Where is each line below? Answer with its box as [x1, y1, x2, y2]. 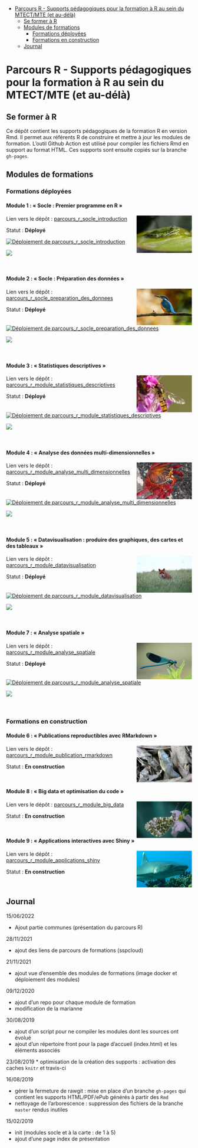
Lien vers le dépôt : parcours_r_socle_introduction [6, 215, 128, 222]
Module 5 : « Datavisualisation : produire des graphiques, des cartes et [6, 536, 183, 543]
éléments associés [14, 1046, 60, 1054]
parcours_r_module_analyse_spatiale [6, 649, 95, 656]
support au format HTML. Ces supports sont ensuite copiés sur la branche [6, 146, 187, 153]
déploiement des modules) [14, 976, 80, 983]
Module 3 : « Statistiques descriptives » [6, 362, 106, 369]
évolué [14, 1034, 31, 1041]
